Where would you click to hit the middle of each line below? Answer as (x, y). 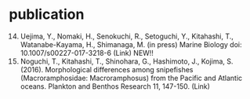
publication (47, 15)
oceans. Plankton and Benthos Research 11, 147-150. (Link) (115, 86)
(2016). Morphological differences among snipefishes (107, 69)
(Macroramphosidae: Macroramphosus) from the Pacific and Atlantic (131, 78)
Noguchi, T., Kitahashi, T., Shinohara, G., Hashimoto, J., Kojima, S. (127, 61)
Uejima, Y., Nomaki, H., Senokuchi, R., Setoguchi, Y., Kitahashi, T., (127, 36)
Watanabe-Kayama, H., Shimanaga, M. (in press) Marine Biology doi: (131, 44)
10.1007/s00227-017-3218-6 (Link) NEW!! (87, 53)
